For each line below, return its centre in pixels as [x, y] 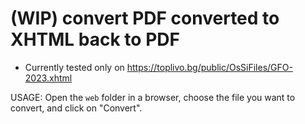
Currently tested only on [74, 67]
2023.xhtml [48, 78]
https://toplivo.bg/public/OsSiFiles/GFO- [209, 67]
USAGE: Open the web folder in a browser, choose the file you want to [153, 97]
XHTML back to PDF [95, 39]
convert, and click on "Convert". [76, 108]
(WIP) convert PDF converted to [145, 18]
